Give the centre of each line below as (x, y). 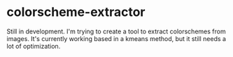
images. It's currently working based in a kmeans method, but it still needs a (116, 38)
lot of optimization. (34, 46)
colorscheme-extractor (76, 12)
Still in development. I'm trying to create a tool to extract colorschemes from (116, 31)
